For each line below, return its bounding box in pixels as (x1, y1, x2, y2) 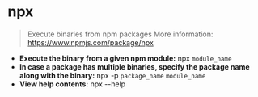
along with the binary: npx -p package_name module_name (19, 70, 206, 80)
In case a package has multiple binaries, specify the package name (19, 61, 250, 71)
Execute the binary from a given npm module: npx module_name (19, 53, 232, 63)
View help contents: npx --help (19, 79, 126, 89)
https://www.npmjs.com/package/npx (27, 37, 154, 47)
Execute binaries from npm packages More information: (27, 29, 214, 39)
